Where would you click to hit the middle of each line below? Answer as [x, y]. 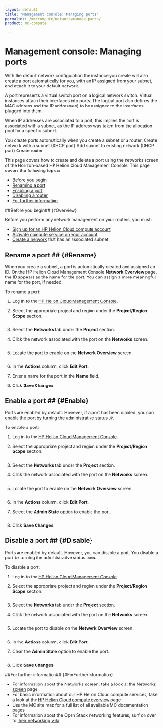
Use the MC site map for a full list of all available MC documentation [80, 705]
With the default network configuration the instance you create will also [77, 76]
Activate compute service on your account [55, 235]
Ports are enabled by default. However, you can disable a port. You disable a [81, 552]
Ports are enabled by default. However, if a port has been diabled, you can [80, 412]
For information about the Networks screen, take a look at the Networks [84, 684]
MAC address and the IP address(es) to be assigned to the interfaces [74, 106]
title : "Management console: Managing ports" [52, 14]
